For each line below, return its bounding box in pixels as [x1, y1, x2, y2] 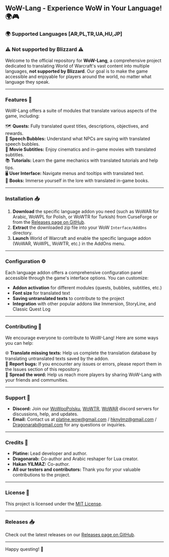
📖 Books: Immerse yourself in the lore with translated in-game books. [5, 177, 149, 183]
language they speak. [5, 79, 50, 85]
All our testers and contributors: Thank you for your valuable [12, 466, 141, 473]
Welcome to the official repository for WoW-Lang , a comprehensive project [5, 57, 162, 64]
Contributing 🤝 [5, 323, 42, 330]
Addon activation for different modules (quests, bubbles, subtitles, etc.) [12, 284, 162, 290]
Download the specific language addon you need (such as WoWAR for [12, 209, 159, 215]
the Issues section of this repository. [5, 366, 81, 372]
